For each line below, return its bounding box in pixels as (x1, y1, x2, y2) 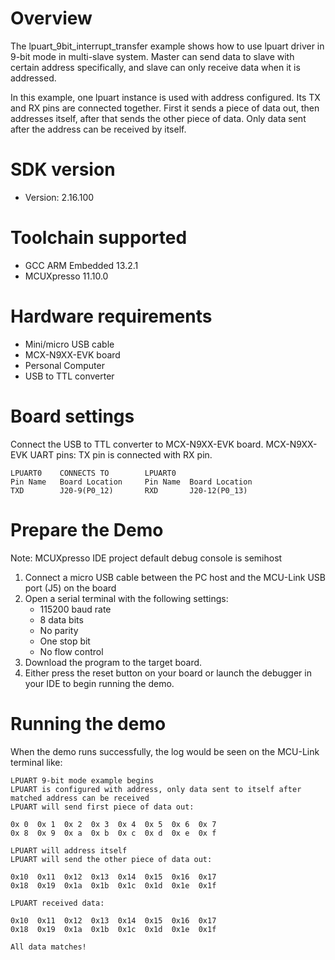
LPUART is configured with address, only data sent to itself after (10, 784, 302, 794)
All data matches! (10, 942, 87, 952)
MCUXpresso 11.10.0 (24, 270, 109, 282)
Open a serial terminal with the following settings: (24, 592, 229, 604)
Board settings (10, 405, 135, 427)
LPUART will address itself (10, 845, 128, 856)
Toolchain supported (10, 227, 188, 249)
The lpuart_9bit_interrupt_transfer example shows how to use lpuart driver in (10, 40, 325, 52)
